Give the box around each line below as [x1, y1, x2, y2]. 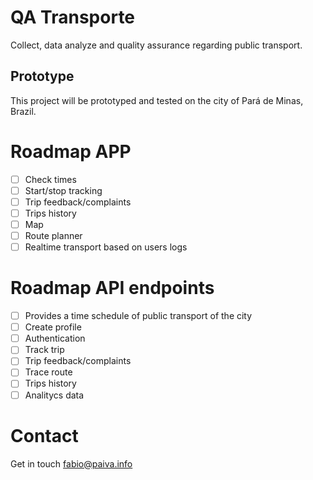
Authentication [24, 332, 86, 345]
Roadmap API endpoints [10, 277, 215, 300]
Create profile [24, 321, 82, 333]
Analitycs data [24, 389, 85, 401]
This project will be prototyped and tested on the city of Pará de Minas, [10, 94, 304, 106]
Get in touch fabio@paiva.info [10, 457, 133, 470]
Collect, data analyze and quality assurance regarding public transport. [10, 39, 303, 51]
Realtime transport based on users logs [24, 241, 188, 253]
